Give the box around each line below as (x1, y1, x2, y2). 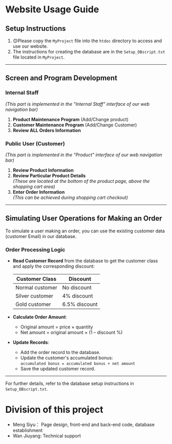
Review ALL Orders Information (12, 127, 81, 133)
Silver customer (15, 292, 54, 300)
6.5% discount (62, 301, 98, 308)
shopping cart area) (12, 183, 55, 190)
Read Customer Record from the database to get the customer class (12, 258, 158, 264)
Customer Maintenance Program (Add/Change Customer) (12, 122, 137, 128)
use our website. (12, 43, 48, 49)
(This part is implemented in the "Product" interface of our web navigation (5, 152, 162, 158)
